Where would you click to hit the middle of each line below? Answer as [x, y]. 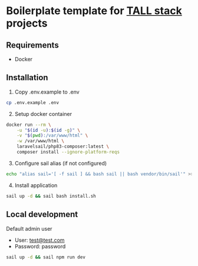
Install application [36, 185]
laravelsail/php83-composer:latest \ [63, 147]
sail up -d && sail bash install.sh [51, 196]
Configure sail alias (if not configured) [61, 163]
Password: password [40, 246]
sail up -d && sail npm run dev [46, 257]
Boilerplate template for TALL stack [94, 11]
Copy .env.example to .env [47, 92]
